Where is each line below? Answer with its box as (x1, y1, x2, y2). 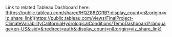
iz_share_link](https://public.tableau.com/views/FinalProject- (5, 15, 134, 21)
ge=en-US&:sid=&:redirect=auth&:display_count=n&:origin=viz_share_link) (5, 26, 162, 32)
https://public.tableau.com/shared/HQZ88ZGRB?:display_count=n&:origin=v (7, 10, 167, 16)
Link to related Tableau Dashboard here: (5, 5, 90, 10)
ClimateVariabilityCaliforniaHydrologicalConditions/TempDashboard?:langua (5, 20, 166, 26)
